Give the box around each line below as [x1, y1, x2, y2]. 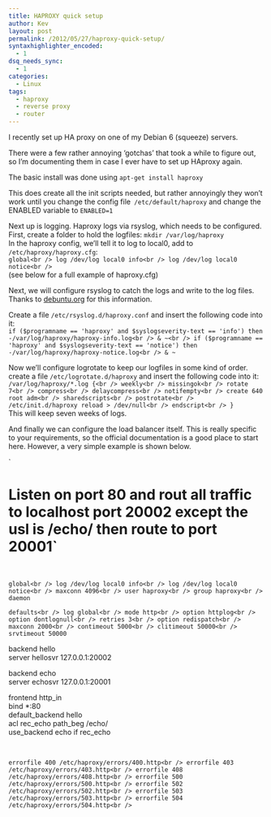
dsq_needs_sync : [8, 58, 63, 66]
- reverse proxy [15, 102, 71, 110]
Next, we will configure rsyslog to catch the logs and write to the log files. [8, 286, 255, 295]
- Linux [15, 80, 42, 88]
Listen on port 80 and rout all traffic [8, 486, 252, 504]
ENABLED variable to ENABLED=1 [8, 205, 114, 215]
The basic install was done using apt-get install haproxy [8, 172, 204, 182]
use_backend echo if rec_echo [8, 727, 111, 737]
